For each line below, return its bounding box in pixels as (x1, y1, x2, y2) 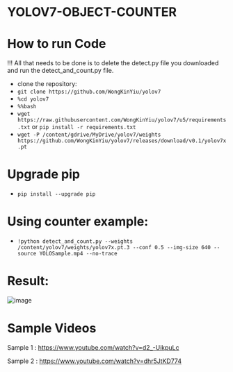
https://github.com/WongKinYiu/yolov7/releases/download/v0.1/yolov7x (17, 137, 227, 144)
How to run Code (7, 36, 106, 52)
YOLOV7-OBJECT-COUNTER (7, 4, 177, 20)
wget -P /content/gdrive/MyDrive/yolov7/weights (17, 131, 161, 139)
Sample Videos (7, 321, 97, 337)
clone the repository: (17, 80, 78, 88)
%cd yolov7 (17, 96, 49, 103)
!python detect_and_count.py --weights (17, 238, 134, 245)
